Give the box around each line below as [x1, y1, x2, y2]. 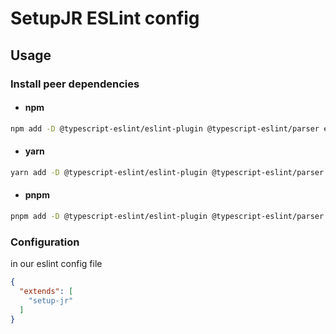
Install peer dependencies [10, 77, 140, 91]
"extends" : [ [19, 286, 74, 296]
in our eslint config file [10, 258, 103, 270]
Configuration [10, 235, 80, 249]
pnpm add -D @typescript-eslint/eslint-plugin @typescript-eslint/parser [10, 211, 325, 221]
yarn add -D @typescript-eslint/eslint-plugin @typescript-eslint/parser [10, 167, 325, 177]
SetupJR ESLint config [10, 7, 200, 30]
